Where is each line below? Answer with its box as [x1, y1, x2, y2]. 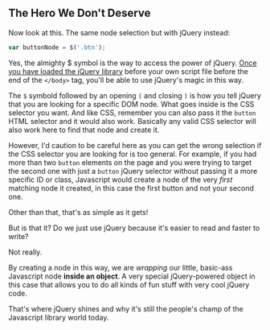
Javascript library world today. [8, 312, 109, 322]
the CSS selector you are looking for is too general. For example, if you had [8, 149, 257, 159]
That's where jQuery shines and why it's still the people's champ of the [8, 303, 243, 313]
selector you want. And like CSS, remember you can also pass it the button [8, 108, 256, 118]
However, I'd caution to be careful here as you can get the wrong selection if [8, 140, 262, 150]
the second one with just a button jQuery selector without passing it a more [8, 166, 258, 175]
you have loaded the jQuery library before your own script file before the [8, 66, 249, 76]
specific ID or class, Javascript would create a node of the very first [8, 175, 233, 184]
